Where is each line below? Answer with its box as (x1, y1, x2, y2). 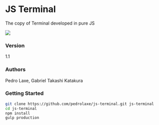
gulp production (5, 115, 39, 120)
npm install (5, 110, 30, 116)
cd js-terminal (5, 106, 37, 111)
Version (5, 42, 25, 49)
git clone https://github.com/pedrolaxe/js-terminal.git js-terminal (5, 101, 154, 106)
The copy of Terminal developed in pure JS (5, 20, 95, 26)
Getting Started (5, 90, 44, 97)
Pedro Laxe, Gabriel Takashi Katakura (5, 77, 83, 83)
